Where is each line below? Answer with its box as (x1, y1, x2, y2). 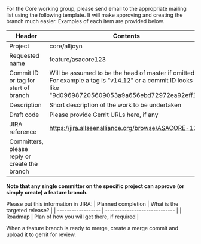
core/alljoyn (49, 42, 83, 50)
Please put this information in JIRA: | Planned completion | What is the (6, 200, 179, 208)
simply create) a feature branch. (6, 189, 88, 196)
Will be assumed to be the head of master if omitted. (49, 69, 196, 77)
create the (9, 160, 38, 168)
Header (16, 32, 38, 40)
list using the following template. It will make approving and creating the (6, 11, 183, 18)
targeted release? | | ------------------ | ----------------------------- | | (6, 207, 182, 214)
